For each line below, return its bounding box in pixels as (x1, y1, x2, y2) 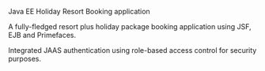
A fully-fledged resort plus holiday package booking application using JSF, (8, 22, 252, 31)
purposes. (8, 54, 42, 63)
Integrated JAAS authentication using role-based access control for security (8, 46, 257, 54)
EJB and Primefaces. (8, 31, 77, 39)
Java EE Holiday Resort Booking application (8, 7, 150, 16)
